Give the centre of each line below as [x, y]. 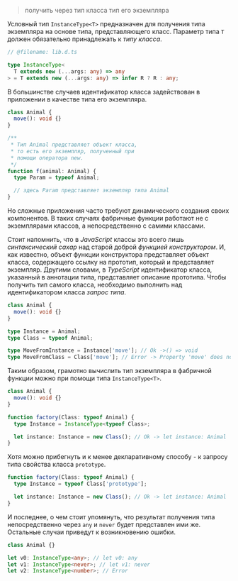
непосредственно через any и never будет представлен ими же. [104, 524]
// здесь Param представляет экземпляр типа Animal [92, 191]
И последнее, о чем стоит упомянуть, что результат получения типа [111, 516]
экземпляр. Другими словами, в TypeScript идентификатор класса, [110, 270]
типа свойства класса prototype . [57, 465]
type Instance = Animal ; [44, 331]
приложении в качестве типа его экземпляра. [77, 99]
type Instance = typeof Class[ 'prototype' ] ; [80, 484]
